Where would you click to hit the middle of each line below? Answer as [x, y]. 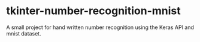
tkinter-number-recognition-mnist [93, 11]
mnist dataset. [24, 33]
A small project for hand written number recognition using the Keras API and [100, 27]
